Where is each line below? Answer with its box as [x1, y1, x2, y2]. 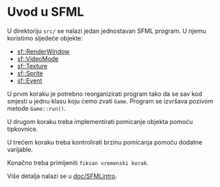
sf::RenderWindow [16, 47, 70, 55]
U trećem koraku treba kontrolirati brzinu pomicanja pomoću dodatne [7, 138, 203, 146]
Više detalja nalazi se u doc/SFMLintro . [7, 172, 118, 180]
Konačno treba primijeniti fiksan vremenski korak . [7, 158, 149, 166]
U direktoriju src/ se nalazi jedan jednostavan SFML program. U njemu [7, 27, 206, 35]
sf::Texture [16, 62, 48, 70]
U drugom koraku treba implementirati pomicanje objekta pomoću [7, 117, 193, 125]
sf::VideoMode [16, 54, 59, 62]
